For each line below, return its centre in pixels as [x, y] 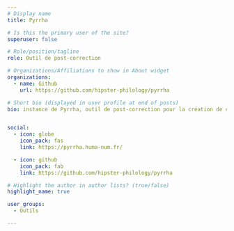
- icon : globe [34, 134]
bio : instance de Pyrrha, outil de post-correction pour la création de [115, 109]
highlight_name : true [39, 192]
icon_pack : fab [42, 166]
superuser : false [32, 39]
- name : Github [36, 83]
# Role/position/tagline [43, 52]
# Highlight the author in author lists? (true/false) [88, 185]
